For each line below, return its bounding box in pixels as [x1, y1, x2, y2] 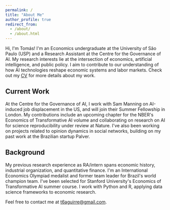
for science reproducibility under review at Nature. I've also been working [5, 122, 160, 128]
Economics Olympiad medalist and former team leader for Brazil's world [5, 172, 156, 179]
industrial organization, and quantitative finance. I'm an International [5, 167, 148, 173]
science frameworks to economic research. [5, 189, 97, 195]
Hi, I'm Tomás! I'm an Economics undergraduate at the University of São [5, 45, 157, 51]
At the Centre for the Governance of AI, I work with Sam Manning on [5, 101, 149, 107]
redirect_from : [5, 21, 38, 27]
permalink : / [5, 7, 33, 13]
